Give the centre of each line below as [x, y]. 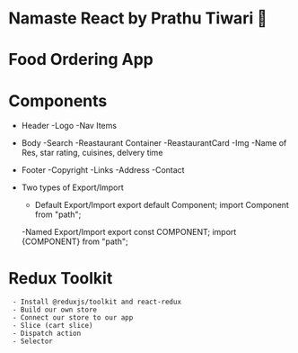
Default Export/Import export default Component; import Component [162, 205]
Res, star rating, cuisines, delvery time [92, 153]
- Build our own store [55, 310]
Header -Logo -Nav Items [69, 126]
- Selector [32, 341]
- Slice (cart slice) [53, 326]
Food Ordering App [81, 60]
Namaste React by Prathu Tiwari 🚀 [138, 18]
